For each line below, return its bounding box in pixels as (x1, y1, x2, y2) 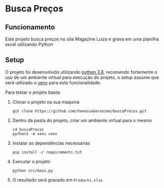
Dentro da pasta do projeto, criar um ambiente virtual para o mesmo (12, 117, 152, 123)
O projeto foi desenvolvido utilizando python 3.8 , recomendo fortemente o (5, 69, 158, 75)
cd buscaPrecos (12, 127, 44, 132)
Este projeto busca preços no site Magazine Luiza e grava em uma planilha (5, 36, 159, 42)
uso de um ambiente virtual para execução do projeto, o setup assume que (5, 74, 160, 80)
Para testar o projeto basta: (5, 89, 61, 95)
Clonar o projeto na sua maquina (12, 99, 80, 105)
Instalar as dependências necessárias (12, 140, 90, 146)
